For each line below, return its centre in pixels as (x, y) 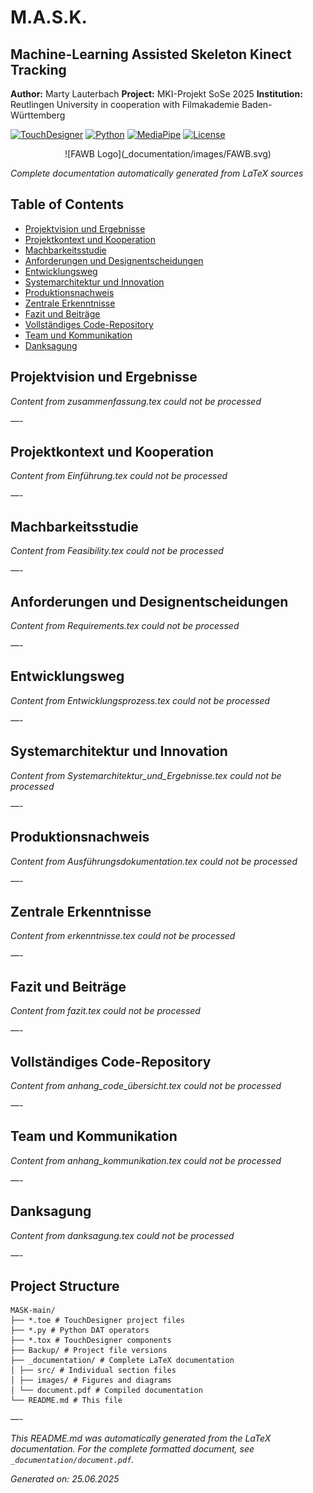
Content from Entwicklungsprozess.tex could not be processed (140, 700)
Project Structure (65, 1286)
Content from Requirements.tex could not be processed (125, 626)
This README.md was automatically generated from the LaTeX (141, 1438)
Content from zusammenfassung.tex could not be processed (136, 401)
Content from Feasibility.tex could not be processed (117, 551)
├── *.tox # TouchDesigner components (91, 1341)
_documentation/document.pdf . (72, 1460)
